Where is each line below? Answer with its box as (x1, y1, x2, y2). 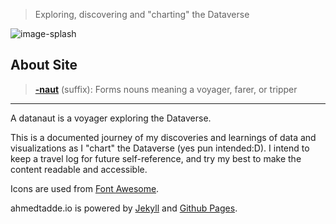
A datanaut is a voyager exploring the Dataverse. (10, 112, 212, 124)
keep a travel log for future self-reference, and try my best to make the (10, 152, 302, 164)
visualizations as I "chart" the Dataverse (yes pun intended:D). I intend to (10, 142, 310, 154)
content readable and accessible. (10, 163, 148, 175)
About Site (10, 57, 78, 74)
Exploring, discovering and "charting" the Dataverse (34, 9, 250, 20)
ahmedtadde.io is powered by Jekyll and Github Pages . (10, 202, 238, 214)
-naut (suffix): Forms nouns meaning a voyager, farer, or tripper (34, 83, 298, 95)
